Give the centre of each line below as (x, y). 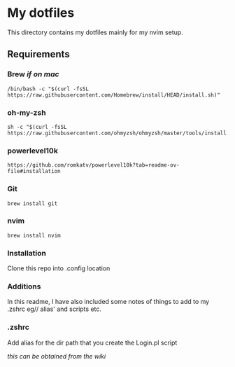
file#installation (34, 172)
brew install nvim (34, 235)
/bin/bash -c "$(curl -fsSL (48, 89)
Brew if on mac (33, 74)
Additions (24, 286)
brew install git (33, 203)
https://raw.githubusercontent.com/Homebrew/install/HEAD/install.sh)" (114, 95)
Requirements (38, 54)
